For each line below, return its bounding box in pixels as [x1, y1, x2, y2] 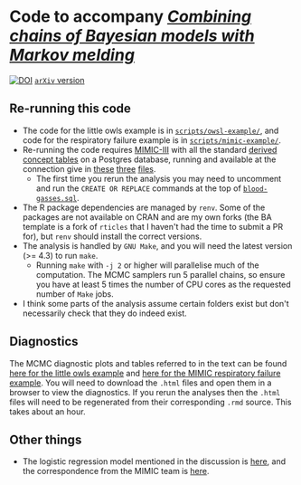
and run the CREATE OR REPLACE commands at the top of [35, 183, 241, 194]
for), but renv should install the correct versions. [22, 231, 202, 242]
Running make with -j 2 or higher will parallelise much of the [35, 260, 259, 271]
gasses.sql [35, 194, 78, 203]
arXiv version [34, 74, 85, 85]
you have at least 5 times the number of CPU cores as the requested [35, 279, 291, 290]
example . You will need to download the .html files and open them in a [9, 377, 272, 388]
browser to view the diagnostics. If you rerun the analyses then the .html [9, 386, 281, 397]
